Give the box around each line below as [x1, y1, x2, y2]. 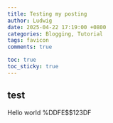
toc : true [7, 56, 37, 64]
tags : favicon [7, 37, 50, 44]
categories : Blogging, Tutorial [7, 30, 103, 38]
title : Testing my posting [7, 10, 87, 18]
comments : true [7, 43, 53, 50]
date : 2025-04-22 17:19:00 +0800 [7, 23, 107, 31]
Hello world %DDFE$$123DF [7, 108, 92, 117]
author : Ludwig [7, 17, 53, 24]
